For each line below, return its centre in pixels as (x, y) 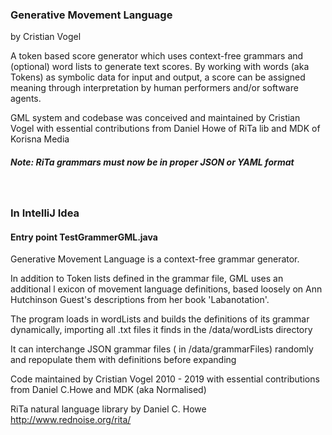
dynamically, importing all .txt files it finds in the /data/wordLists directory (161, 330)
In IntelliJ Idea (45, 213)
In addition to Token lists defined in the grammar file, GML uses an (147, 279)
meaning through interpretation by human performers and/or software (154, 88)
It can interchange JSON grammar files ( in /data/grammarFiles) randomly (162, 349)
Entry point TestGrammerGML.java (84, 237)
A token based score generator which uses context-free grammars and (157, 56)
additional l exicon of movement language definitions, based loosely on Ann (166, 289)
